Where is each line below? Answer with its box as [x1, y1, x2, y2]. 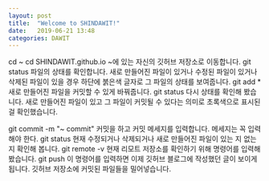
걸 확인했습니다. [8, 107, 59, 117]
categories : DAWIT [8, 34, 70, 42]
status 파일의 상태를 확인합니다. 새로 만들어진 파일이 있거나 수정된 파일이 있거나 [8, 67, 258, 77]
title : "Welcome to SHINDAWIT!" [8, 19, 120, 27]
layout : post [8, 11, 52, 20]
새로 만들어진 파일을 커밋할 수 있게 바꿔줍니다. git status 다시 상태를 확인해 [8, 87, 243, 97]
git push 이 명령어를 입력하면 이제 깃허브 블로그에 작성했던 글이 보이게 [38, 154, 258, 164]
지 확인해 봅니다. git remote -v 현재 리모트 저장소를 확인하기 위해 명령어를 [8, 144, 239, 154]
